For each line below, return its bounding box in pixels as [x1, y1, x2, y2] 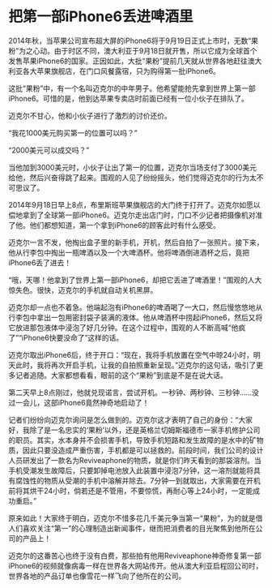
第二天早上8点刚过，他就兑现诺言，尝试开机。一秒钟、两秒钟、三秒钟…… [8, 387, 253, 397]
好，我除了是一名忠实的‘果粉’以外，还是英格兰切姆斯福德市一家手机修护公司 [8, 425, 261, 435]
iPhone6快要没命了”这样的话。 [21, 333, 124, 342]
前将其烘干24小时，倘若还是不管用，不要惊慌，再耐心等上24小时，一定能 [8, 486, 253, 496]
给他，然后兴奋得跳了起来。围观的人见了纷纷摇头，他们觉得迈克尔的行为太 [8, 172, 257, 182]
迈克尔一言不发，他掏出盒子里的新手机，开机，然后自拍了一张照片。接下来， [8, 237, 264, 247]
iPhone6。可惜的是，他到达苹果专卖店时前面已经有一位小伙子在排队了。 [8, 93, 249, 103]
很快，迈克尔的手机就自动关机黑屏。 [36, 285, 158, 294]
